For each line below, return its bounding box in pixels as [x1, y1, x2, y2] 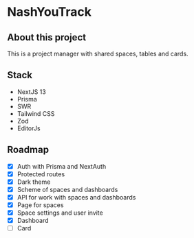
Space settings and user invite [17, 209, 103, 217]
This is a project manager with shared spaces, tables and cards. [7, 49, 188, 58]
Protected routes [17, 169, 65, 178]
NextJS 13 [17, 87, 46, 96]
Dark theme [17, 178, 51, 186]
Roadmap [7, 144, 50, 156]
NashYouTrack [7, 4, 91, 20]
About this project [7, 32, 87, 43]
